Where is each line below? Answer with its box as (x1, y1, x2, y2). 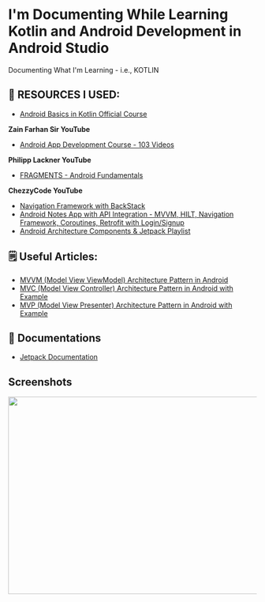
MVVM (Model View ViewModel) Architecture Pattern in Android (19, 275, 229, 284)
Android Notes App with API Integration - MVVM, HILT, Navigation (19, 209, 234, 219)
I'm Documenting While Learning (8, 6, 229, 24)
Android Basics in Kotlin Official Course (19, 109, 147, 119)
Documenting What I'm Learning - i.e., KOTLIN (8, 65, 159, 74)
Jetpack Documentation (19, 352, 99, 362)
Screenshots (8, 375, 73, 389)
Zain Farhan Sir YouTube (8, 124, 91, 134)
